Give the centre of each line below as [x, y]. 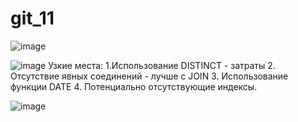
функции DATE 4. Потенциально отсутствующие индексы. [134, 86]
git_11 [32, 18]
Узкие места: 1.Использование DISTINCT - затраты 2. [162, 65]
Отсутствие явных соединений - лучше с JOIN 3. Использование [149, 76]
